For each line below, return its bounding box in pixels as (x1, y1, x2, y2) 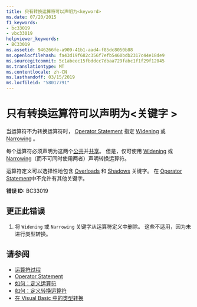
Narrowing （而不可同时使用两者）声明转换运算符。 (6, 154, 130, 162)
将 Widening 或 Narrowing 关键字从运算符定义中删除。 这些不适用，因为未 (14, 223, 192, 230)
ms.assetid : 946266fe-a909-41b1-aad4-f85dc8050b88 (6, 47, 133, 53)
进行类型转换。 (14, 230, 51, 237)
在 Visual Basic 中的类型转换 (14, 294, 84, 301)
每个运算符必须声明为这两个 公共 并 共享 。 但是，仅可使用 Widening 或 (6, 147, 173, 154)
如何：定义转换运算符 (14, 287, 67, 294)
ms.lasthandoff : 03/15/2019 (6, 74, 75, 80)
